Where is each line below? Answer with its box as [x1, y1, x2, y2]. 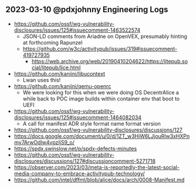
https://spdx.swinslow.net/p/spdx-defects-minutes [13, 145, 137, 152]
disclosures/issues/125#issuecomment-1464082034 [13, 114, 142, 121]
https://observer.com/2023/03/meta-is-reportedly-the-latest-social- [13, 164, 180, 171]
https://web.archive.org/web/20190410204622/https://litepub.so [31, 58, 188, 65]
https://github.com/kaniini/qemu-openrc [13, 82, 111, 90]
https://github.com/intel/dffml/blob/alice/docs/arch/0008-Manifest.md [13, 176, 185, 183]
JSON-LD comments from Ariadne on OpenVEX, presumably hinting [22, 32, 187, 40]
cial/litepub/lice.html [31, 64, 81, 71]
